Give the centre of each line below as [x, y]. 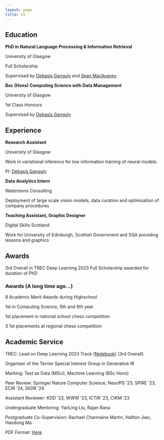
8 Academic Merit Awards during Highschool [51, 297]
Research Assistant [26, 142]
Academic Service [34, 342]
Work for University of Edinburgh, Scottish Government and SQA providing [82, 235]
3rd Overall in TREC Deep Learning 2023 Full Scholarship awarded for [77, 267]
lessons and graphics [27, 240]
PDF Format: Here [24, 432]
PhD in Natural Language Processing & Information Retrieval [69, 47]
